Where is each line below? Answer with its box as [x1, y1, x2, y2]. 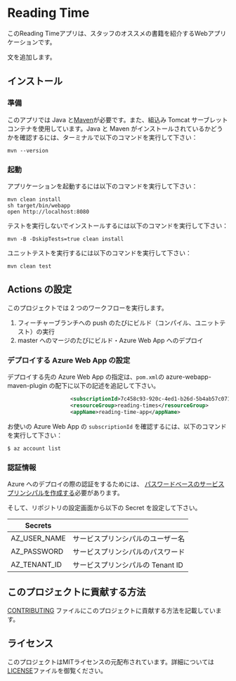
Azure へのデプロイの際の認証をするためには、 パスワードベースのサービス [7, 479, 225, 488]
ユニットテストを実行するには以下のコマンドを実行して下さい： [7, 248, 192, 257]
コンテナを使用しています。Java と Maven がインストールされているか [7, 124, 211, 133]
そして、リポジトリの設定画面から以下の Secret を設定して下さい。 [7, 503, 202, 512]
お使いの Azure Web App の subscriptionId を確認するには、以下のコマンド [7, 422, 227, 430]
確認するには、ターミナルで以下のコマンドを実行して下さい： [19, 133, 198, 141]
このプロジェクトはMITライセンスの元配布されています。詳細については [7, 657, 214, 666]
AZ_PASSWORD [11, 546, 64, 556]
